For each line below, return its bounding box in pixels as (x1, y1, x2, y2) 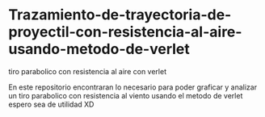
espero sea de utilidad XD (8, 99, 95, 109)
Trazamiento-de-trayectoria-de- (8, 6, 232, 24)
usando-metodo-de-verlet (8, 40, 190, 58)
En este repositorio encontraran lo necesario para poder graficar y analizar (8, 82, 257, 92)
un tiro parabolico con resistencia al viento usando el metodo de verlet (8, 90, 243, 100)
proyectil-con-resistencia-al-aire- (8, 23, 242, 41)
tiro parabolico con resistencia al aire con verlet (8, 66, 167, 76)
